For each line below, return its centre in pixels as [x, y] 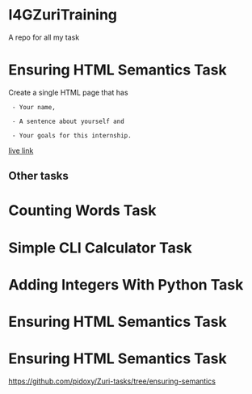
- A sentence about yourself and [68, 121]
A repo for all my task [44, 37]
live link [21, 150]
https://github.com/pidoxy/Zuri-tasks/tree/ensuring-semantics [112, 381]
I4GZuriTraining [63, 15]
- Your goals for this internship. [71, 135]
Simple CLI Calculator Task [100, 248]
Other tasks [38, 176]
